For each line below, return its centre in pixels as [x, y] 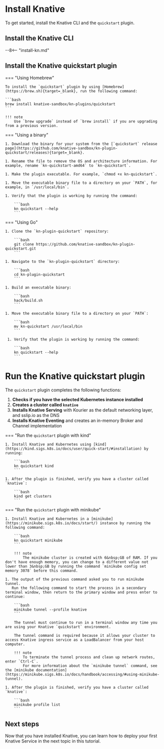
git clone [24, 244]
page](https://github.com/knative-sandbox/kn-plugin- [62, 148]
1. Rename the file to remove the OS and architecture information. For [81, 161]
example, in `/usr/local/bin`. [37, 187]
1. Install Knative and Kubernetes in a [47, 519]
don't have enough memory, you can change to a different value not [77, 562]
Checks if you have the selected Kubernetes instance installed [78, 399]
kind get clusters [33, 496]
